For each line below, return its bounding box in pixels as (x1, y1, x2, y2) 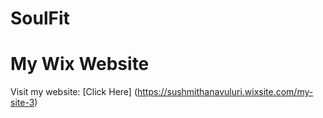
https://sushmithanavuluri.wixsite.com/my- (137, 86, 314, 98)
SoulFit (10, 7, 70, 30)
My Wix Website (10, 53, 150, 76)
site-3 (10, 97, 35, 109)
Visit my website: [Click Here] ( (10, 86, 138, 98)
